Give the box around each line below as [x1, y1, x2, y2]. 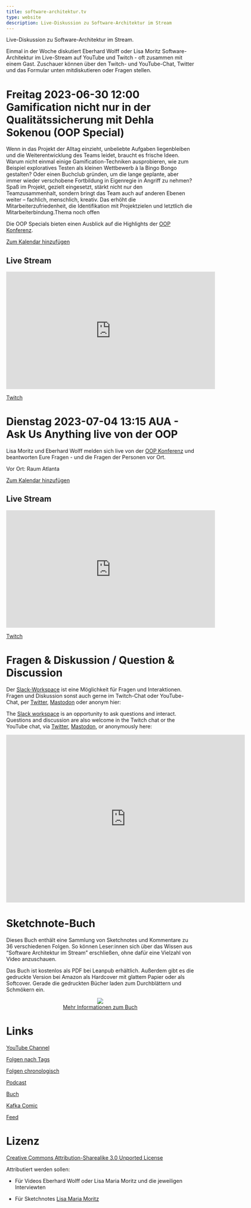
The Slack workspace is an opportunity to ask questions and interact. [6, 710, 177, 717]
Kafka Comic [6, 1102, 38, 1109]
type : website [6, 14, 42, 20]
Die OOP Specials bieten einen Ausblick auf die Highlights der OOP [6, 220, 171, 227]
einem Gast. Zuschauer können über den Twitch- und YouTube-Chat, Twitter [6, 60, 194, 67]
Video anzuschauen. [6, 955, 57, 962]
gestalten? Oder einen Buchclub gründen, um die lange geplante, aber [6, 171, 179, 178]
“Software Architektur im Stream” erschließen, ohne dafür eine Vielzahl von [6, 949, 191, 956]
